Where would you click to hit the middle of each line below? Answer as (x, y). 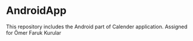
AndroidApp (36, 11)
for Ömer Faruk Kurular (34, 32)
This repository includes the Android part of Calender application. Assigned (97, 27)
